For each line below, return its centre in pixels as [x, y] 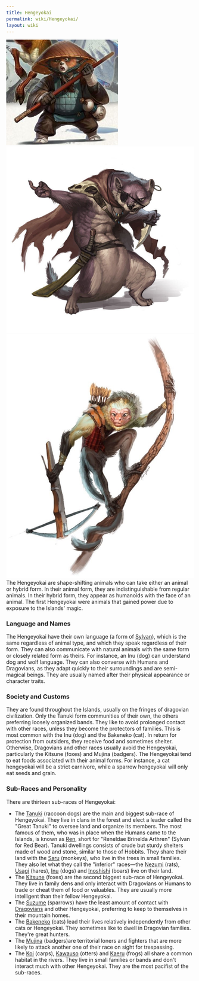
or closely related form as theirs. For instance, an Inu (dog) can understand [98, 655]
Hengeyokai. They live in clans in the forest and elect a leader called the [103, 819]
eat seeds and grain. [31, 773]
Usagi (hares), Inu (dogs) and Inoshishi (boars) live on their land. [94, 870]
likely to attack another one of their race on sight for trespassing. [94, 947]
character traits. [26, 681]
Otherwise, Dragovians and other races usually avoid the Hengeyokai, [92, 748]
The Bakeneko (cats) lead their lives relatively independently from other [102, 921]
